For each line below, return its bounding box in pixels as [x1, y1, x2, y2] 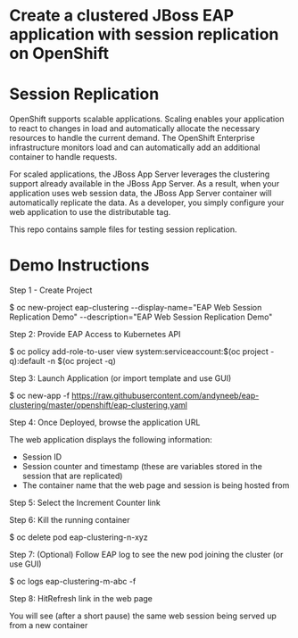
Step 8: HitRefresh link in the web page [9, 593, 153, 604]
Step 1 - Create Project [9, 285, 93, 295]
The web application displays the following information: [9, 435, 212, 445]
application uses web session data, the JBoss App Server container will [9, 188, 272, 199]
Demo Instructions [9, 255, 150, 276]
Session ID [21, 452, 62, 462]
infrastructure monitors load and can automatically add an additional [9, 142, 261, 153]
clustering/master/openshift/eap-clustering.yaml [9, 400, 187, 410]
